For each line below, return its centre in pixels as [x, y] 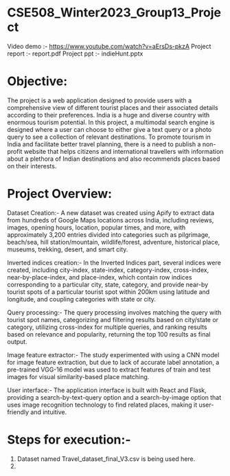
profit [15, 151]
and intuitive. [49, 412]
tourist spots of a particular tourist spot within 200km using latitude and [108, 292]
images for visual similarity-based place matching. [78, 376]
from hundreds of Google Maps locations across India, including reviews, [111, 220]
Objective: [37, 81]
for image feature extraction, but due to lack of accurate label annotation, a [113, 362]
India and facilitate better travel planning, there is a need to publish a [104, 144]
